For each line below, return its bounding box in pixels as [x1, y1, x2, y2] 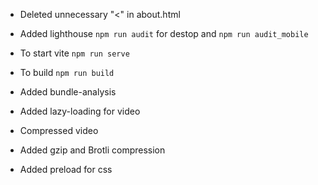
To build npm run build [19, 67, 115, 78]
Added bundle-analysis [19, 86, 117, 98]
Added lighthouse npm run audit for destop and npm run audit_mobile [19, 28, 309, 39]
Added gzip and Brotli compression [19, 144, 166, 156]
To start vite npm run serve [19, 47, 130, 59]
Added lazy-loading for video [19, 105, 141, 117]
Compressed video [19, 125, 99, 136]
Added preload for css [19, 164, 113, 175]
